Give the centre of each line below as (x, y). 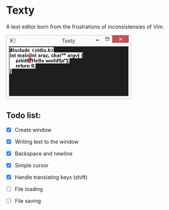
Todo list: (24, 116)
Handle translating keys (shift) (51, 177)
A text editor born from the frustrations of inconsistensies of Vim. (85, 27)
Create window (33, 130)
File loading (29, 189)
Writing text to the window (47, 141)
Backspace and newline (44, 153)
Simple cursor (32, 165)
